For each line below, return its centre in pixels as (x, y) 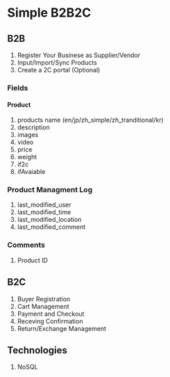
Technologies (37, 350)
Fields (18, 88)
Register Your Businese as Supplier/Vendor (79, 55)
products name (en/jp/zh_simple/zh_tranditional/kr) (91, 120)
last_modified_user (44, 205)
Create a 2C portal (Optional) (59, 70)
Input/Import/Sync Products (57, 63)
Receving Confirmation (50, 321)
